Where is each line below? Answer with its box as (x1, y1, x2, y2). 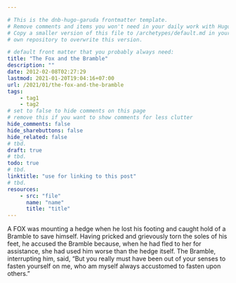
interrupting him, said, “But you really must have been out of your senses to (7, 254, 226, 263)
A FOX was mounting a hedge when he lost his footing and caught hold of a (7, 225, 226, 233)
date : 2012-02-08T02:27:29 (7, 68, 86, 75)
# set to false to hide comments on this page (7, 107, 146, 114)
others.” (7, 270, 30, 278)
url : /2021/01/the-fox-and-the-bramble (7, 81, 124, 88)
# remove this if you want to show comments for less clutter (7, 114, 193, 121)
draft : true (7, 147, 42, 154)
